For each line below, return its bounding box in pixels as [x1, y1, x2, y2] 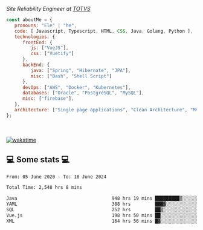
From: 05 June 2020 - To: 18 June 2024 [6, 174, 107, 180]
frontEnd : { [22, 39, 53, 45]
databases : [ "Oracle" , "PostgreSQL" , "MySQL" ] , [22, 90, 145, 96]
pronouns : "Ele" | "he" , [14, 22, 77, 28]
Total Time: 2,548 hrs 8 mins [6, 185, 83, 191]
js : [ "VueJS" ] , [30, 45, 69, 51]
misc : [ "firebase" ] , [22, 96, 74, 102]
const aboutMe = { [6, 17, 53, 23]
